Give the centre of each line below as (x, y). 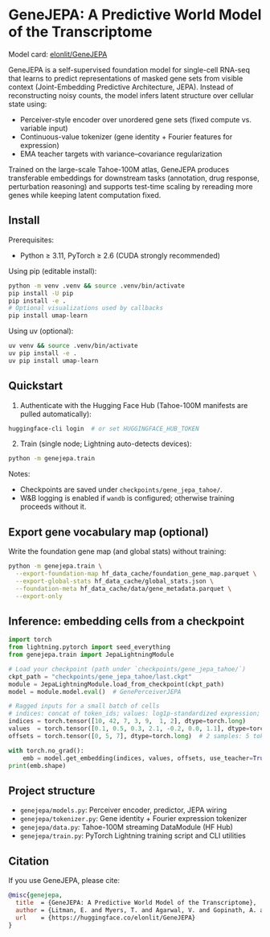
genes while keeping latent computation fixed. (85, 195)
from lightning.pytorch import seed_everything (90, 647)
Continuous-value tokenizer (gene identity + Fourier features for (126, 136)
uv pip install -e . (43, 353)
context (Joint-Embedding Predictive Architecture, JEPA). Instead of (121, 87)
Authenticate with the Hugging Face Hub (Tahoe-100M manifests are (134, 405)
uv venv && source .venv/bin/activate (73, 346)
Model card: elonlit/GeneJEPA (58, 54)
